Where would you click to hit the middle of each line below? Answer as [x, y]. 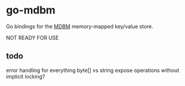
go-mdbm [31, 10]
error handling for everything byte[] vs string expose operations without [93, 70]
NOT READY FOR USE [32, 37]
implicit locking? [25, 76]
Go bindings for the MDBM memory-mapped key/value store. [80, 26]
